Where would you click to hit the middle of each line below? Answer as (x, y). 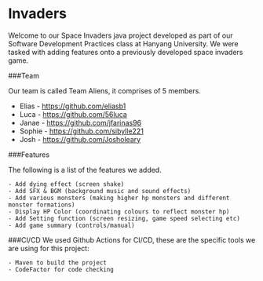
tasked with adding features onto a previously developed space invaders (126, 52)
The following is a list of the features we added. (85, 170)
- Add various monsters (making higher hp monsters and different (119, 198)
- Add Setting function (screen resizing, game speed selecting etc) (124, 218)
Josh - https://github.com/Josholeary (80, 139)
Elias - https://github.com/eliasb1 (73, 106)
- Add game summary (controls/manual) (71, 225)
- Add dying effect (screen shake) (66, 184)
